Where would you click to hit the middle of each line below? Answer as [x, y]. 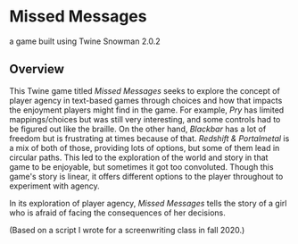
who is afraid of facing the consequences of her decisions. [117, 213]
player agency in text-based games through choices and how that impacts [146, 100]
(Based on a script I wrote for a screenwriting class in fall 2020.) [127, 230]
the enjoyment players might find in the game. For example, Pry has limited [147, 110]
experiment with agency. [54, 186]
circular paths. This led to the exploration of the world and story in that [139, 157]
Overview [37, 69]
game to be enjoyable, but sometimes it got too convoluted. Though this [141, 166]
